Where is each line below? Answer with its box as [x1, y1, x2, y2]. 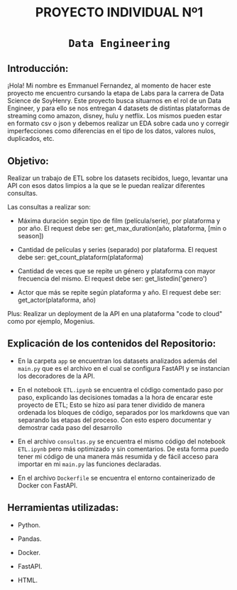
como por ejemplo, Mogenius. [7, 317, 95, 325]
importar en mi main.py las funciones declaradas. [17, 460, 162, 468]
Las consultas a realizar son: [7, 203, 91, 211]
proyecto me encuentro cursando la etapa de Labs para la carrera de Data [7, 89, 225, 98]
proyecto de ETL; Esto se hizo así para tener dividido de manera [17, 400, 205, 409]
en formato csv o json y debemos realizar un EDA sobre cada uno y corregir [7, 119, 229, 128]
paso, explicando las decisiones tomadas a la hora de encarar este [17, 393, 213, 401]
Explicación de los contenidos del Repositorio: [7, 337, 216, 349]
